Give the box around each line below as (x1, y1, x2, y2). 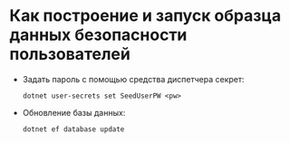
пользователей (9, 44, 131, 64)
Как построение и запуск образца (9, 5, 282, 26)
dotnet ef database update (22, 124, 125, 134)
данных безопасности (9, 24, 188, 45)
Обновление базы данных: (22, 107, 126, 118)
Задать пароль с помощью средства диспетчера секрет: (22, 73, 245, 84)
